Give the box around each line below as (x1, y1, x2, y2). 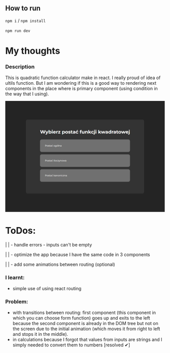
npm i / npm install (5, 17, 46, 23)
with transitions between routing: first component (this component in (12, 309, 156, 316)
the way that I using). (5, 91, 49, 97)
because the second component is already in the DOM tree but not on (12, 321, 158, 327)
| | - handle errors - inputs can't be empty (5, 241, 92, 248)
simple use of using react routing (12, 285, 82, 291)
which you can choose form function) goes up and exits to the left (12, 315, 150, 321)
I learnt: (5, 274, 25, 281)
